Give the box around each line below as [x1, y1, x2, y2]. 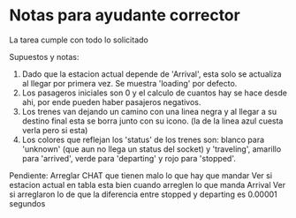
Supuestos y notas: [9, 51, 80, 62]
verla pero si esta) [21, 124, 88, 135]
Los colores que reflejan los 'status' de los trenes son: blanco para [21, 134, 265, 145]
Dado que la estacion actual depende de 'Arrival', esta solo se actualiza [21, 68, 282, 79]
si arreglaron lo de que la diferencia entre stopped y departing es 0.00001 [9, 189, 278, 199]
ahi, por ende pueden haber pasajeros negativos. [21, 96, 201, 107]
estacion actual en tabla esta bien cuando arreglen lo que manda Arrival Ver [9, 179, 285, 190]
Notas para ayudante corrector [9, 5, 240, 26]
